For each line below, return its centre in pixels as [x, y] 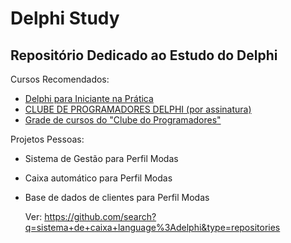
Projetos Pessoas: [47, 139]
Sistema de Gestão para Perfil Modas [101, 158]
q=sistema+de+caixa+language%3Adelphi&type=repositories [152, 227]
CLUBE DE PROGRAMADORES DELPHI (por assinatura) [138, 109]
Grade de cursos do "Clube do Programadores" [123, 120]
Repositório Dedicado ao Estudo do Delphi [144, 55]
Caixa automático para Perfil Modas [98, 178]
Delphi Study [65, 18]
